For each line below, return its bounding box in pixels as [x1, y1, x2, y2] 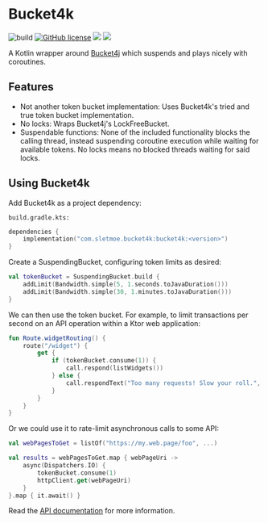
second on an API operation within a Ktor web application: [8, 318, 201, 328]
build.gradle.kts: [8, 213, 70, 222]
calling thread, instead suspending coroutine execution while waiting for [19, 136, 259, 145]
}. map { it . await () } [8, 492, 81, 500]
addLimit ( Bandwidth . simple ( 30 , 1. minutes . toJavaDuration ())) [23, 287, 232, 295]
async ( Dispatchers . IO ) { [23, 462, 106, 470]
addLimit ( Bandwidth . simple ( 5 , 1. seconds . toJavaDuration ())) [23, 280, 229, 289]
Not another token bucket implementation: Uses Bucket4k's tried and [19, 102, 249, 111]
